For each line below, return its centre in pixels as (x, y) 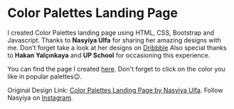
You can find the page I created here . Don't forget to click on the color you (116, 69)
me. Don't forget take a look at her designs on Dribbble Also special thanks (117, 47)
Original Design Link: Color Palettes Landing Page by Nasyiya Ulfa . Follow (115, 90)
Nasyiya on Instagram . (40, 98)
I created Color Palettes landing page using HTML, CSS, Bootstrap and (111, 33)
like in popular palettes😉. (45, 76)
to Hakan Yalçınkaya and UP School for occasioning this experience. (109, 55)
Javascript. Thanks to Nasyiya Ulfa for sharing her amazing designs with (115, 40)
